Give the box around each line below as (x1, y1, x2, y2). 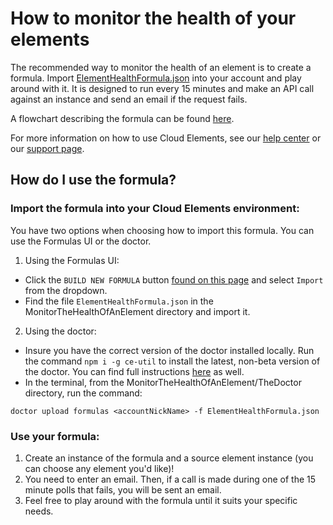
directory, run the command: (24, 387, 143, 399)
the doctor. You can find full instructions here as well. (24, 365, 245, 377)
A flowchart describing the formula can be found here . (10, 112, 235, 124)
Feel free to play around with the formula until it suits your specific (24, 494, 298, 506)
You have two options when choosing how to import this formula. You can (10, 224, 315, 236)
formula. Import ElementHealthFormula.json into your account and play (10, 72, 302, 84)
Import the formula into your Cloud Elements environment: (10, 202, 300, 216)
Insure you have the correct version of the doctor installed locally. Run (24, 344, 315, 356)
